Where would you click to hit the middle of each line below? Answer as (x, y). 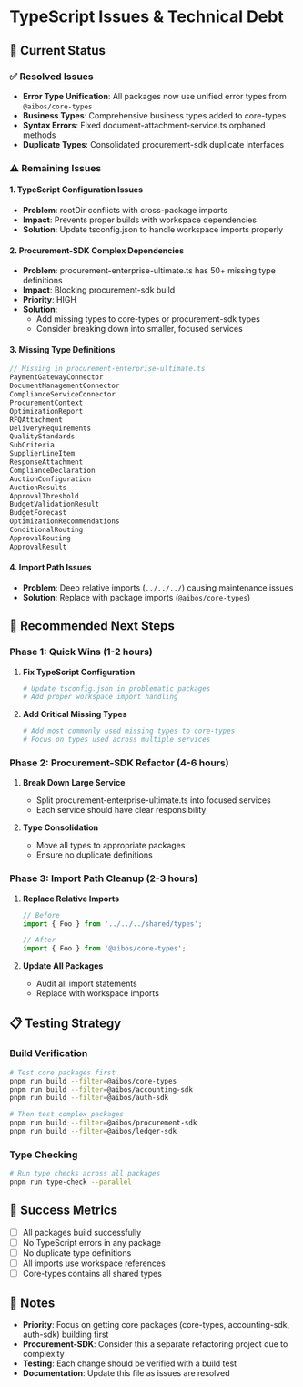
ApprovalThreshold (44, 496)
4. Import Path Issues (50, 568)
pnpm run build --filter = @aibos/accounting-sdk (101, 1089)
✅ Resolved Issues (51, 77)
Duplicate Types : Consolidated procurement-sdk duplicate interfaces (153, 144)
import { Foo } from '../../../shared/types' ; (112, 924)
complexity (44, 1353)
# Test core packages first (63, 1073)
